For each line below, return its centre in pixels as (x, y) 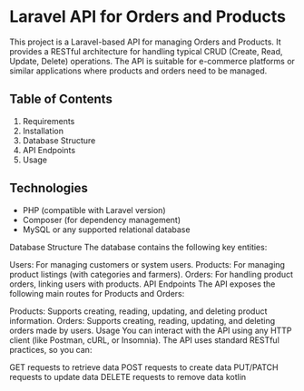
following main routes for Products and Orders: (97, 293)
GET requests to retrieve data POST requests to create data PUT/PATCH (144, 367)
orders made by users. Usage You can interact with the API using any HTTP (151, 330)
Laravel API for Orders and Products (147, 17)
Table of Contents (61, 99)
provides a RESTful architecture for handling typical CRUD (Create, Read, (146, 51)
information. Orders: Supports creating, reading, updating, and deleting (142, 320)
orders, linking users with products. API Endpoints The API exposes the (142, 284)
